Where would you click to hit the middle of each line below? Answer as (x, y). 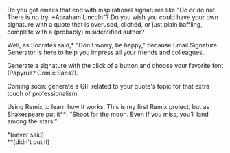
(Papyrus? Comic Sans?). (43, 73)
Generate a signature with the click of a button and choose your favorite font (115, 66)
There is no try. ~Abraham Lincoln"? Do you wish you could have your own (113, 17)
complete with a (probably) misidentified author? (76, 32)
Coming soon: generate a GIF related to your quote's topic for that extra (108, 86)
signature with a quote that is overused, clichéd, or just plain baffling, (105, 24)
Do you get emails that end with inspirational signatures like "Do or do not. (112, 10)
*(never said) (26, 134)
